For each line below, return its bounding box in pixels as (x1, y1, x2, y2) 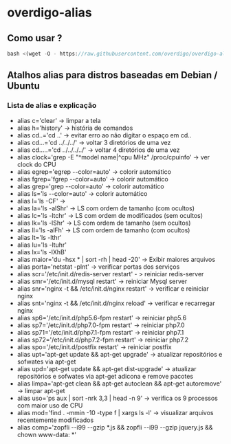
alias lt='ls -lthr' (16, 233, 62, 241)
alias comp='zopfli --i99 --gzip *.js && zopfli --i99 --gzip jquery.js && (16, 423, 213, 431)
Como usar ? (7, 32, 63, 44)
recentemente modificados (16, 416, 94, 424)
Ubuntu (7, 80, 40, 92)
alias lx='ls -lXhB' (16, 247, 67, 256)
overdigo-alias (7, 5, 92, 21)
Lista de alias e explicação (7, 101, 97, 111)
